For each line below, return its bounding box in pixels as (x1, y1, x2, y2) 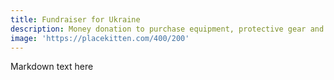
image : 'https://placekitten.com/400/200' (10, 33, 190, 43)
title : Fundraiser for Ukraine (10, 14, 141, 25)
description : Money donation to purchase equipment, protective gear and (10, 24, 325, 34)
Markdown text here (10, 61, 94, 73)
